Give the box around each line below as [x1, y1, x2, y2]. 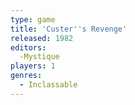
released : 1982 [10, 33, 74, 43]
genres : [10, 71, 43, 81]
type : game [10, 14, 56, 25]
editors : [10, 42, 47, 53]
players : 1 [10, 61, 56, 71]
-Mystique [19, 52, 60, 62]
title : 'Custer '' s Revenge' [10, 24, 128, 34]
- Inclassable [19, 80, 78, 90]
